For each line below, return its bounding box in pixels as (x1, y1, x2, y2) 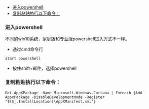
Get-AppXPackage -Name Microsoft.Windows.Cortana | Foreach (5, 90, 132, 95)
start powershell (5, 56, 41, 61)
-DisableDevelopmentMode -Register (31, 95, 105, 100)
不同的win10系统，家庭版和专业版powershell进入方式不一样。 (5, 36, 130, 42)
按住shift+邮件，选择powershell (12, 65, 77, 71)
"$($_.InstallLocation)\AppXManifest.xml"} (5, 99, 96, 104)
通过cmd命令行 (12, 46, 43, 53)
